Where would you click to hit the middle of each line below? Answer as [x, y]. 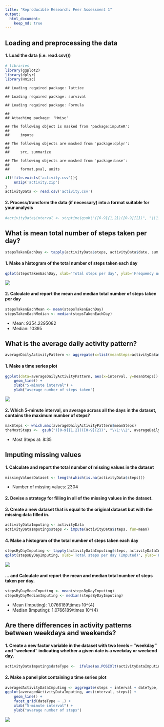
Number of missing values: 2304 [45, 487]
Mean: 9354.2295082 [34, 323]
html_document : [25, 19]
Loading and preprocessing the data [61, 43]
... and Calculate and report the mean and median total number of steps [79, 575]
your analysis [19, 208]
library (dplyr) [20, 75]
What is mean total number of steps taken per [76, 233]
